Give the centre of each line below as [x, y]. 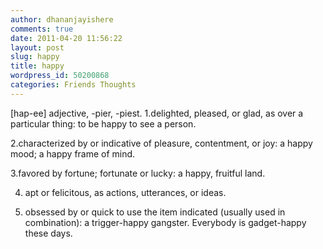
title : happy [37, 66]
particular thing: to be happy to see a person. [103, 123]
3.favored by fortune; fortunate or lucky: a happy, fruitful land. [138, 173]
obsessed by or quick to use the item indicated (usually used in [155, 212]
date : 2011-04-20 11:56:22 [66, 38]
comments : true [42, 29]
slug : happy [35, 57]
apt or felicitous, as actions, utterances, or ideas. [125, 192]
